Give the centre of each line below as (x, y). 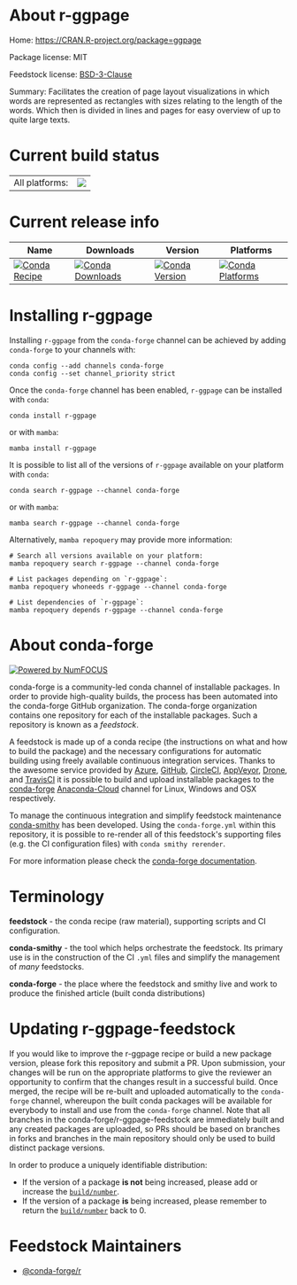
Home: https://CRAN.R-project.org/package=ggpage (105, 40)
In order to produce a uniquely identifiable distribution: (108, 1164)
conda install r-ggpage (53, 416)
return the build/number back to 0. (84, 1210)
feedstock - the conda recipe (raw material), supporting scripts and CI (138, 921)
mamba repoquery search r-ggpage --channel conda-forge (114, 564)
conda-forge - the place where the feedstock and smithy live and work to (143, 984)
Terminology (57, 896)
